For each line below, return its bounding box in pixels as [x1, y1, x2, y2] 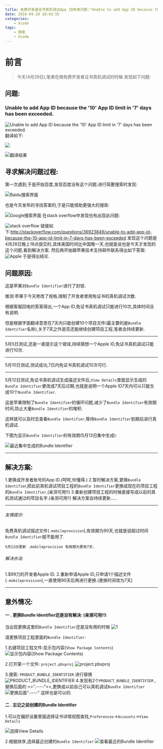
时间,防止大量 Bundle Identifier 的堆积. [5, 405, 83, 412]
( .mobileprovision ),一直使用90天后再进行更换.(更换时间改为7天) [5, 577, 133, 583]
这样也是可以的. [40, 690, 72, 695]
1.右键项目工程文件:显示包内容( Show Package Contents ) [5, 644, 114, 651]
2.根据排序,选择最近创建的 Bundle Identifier [5, 739, 94, 745]
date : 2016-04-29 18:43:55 [5, 12, 60, 17]
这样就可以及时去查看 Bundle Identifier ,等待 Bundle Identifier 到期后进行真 [5, 416, 157, 422]
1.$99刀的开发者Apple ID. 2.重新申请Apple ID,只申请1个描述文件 [5, 571, 131, 577]
